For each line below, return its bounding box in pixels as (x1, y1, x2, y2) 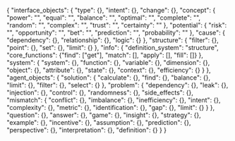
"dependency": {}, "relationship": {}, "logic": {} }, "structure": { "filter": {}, (6, 36, 219, 44)
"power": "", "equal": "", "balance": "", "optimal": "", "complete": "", (6, 13, 201, 22)
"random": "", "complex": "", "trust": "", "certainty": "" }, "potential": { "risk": (6, 21, 227, 29)
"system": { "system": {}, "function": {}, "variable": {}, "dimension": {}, (6, 59, 210, 66)
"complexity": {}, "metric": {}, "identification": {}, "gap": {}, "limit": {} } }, (6, 104, 215, 111)
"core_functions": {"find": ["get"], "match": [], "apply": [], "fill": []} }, (6, 51, 204, 59)
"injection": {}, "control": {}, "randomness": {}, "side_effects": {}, (6, 88, 193, 97)
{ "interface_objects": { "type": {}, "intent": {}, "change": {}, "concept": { (6, 6, 216, 14)
